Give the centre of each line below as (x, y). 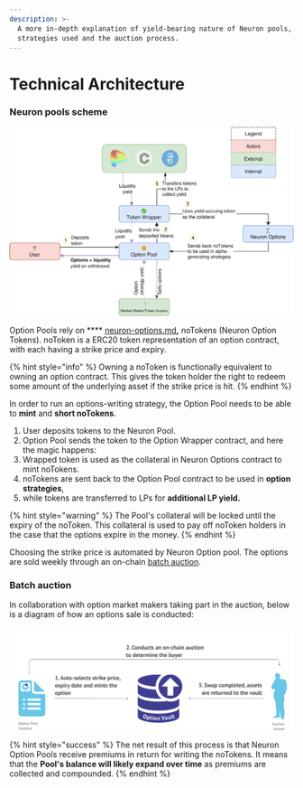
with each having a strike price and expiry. (88, 350)
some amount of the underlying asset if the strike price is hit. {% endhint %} (151, 386)
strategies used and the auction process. (98, 38)
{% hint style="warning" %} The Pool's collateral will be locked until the (143, 516)
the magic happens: (59, 450)
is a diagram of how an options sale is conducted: (101, 614)
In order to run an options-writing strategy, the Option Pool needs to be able (150, 404)
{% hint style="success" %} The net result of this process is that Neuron (144, 745)
